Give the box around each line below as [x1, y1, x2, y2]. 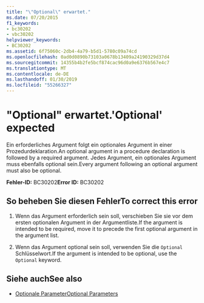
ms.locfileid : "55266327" [6, 82, 72, 88]
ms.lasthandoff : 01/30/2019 [6, 76, 78, 82]
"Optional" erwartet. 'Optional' [6, 108, 163, 122]
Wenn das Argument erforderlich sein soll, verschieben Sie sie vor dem [15, 212, 193, 219]
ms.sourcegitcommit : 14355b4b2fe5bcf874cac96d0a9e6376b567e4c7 [6, 59, 170, 65]
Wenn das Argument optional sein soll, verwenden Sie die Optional [15, 243, 183, 250]
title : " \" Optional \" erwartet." [6, 8, 91, 15]
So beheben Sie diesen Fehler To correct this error [6, 196, 198, 207]
